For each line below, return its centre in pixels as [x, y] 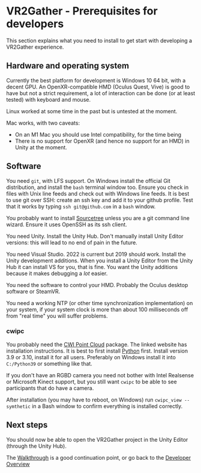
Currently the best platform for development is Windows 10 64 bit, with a [96, 80]
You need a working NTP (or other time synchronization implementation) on [100, 303]
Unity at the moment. [41, 147]
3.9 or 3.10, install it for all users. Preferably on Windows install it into [91, 357]
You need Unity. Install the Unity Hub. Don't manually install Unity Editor [95, 236]
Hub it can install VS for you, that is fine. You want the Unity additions [92, 267]
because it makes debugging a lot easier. [57, 273]
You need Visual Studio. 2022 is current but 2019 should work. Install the [96, 254]
